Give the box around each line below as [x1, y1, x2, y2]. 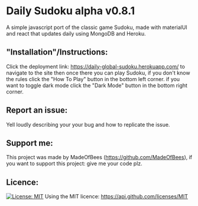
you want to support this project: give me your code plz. [6, 160, 143, 167]
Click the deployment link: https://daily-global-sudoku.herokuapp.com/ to [6, 63, 185, 70]
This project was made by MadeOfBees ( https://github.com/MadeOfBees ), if [6, 154, 193, 161]
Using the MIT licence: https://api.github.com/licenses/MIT [44, 193, 188, 200]
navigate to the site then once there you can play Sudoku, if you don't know [6, 69, 190, 76]
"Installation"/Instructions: [6, 47, 108, 57]
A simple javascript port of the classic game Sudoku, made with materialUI [6, 24, 187, 31]
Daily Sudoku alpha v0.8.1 [6, 4, 135, 18]
